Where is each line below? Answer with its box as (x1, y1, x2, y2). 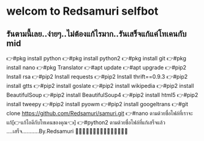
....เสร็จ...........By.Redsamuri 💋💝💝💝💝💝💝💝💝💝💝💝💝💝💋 (6, 128, 129, 135)
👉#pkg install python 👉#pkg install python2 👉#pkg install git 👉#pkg (6, 55, 187, 62)
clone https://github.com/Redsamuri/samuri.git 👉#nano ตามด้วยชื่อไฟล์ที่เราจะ (6, 110, 193, 117)
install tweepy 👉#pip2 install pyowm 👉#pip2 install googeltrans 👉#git (6, 101, 189, 107)
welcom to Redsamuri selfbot (6, 4, 159, 18)
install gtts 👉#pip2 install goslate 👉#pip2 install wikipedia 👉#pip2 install (6, 82, 194, 89)
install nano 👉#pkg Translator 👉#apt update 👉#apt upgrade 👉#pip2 (6, 64, 187, 71)
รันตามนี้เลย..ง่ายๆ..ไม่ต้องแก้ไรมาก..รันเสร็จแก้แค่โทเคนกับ (6, 29, 187, 39)
